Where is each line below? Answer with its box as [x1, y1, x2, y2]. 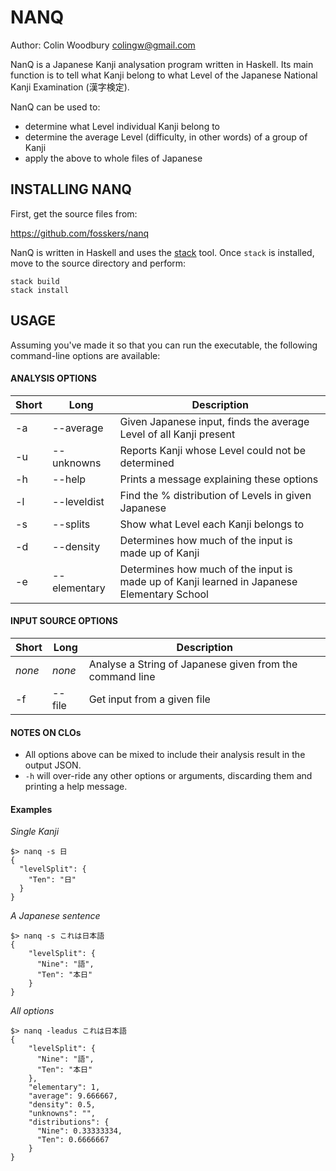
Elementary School [119, 587, 209, 601]
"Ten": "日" [28, 875, 77, 885]
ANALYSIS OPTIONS [10, 372, 97, 385]
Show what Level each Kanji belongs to [119, 517, 305, 531]
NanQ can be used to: [10, 101, 101, 113]
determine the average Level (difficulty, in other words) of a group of [24, 131, 308, 143]
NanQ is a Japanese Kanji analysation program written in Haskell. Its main [10, 58, 314, 70]
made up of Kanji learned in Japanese [119, 574, 298, 588]
